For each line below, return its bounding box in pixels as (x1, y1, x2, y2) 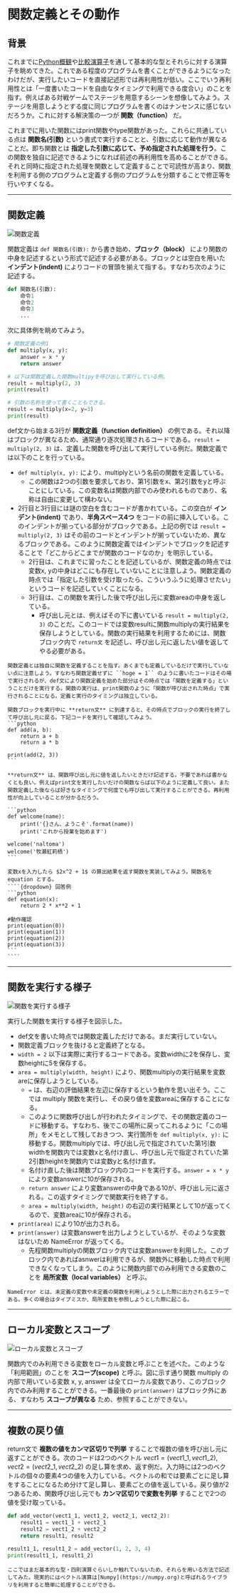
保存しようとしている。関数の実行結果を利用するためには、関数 (38, 629, 226, 637)
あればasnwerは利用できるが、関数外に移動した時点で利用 (59, 1255, 231, 1263)
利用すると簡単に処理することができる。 (17, 1581, 119, 1589)
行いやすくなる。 (7, 180, 58, 188)
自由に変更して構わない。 (41, 495, 116, 503)
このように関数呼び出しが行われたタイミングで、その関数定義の (28, 1112, 216, 1120)
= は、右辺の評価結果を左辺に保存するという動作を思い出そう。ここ (28, 1085, 226, 1094)
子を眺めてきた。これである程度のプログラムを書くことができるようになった (7, 66, 231, 75)
